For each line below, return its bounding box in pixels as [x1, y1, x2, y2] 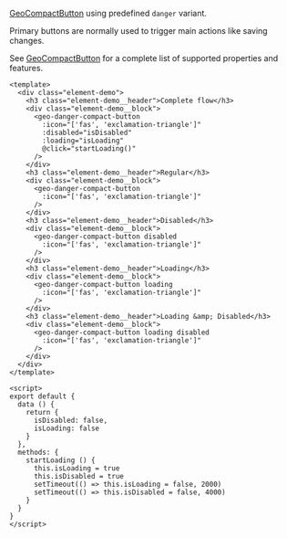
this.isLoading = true [33, 464, 120, 473]
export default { [9, 392, 76, 401]
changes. [9, 36, 45, 46]
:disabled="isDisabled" [42, 128, 132, 137]
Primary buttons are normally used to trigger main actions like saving [9, 26, 268, 36]
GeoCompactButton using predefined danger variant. [9, 8, 208, 18]
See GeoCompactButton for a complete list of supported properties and [9, 53, 279, 63]
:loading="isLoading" [42, 136, 125, 145]
